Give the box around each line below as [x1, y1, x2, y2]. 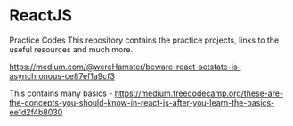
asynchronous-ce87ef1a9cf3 [9, 70, 116, 81]
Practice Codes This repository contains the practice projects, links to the [9, 35, 280, 45]
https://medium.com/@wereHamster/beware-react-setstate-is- [9, 61, 242, 72]
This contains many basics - [9, 88, 113, 98]
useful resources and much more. [9, 43, 134, 54]
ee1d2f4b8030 [9, 106, 63, 117]
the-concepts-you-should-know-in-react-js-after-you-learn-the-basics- [9, 97, 275, 107]
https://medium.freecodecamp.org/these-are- [114, 88, 283, 98]
